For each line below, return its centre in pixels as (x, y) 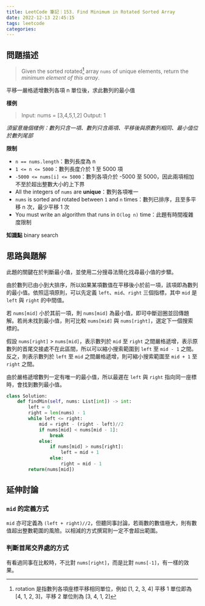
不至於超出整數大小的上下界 (50, 184)
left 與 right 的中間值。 (37, 300)
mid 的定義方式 (27, 509)
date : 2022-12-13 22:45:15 (40, 18)
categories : (21, 29)
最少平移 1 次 (54, 207)
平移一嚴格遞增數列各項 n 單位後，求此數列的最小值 (71, 90)
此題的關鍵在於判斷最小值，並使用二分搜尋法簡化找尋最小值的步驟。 (92, 272)
